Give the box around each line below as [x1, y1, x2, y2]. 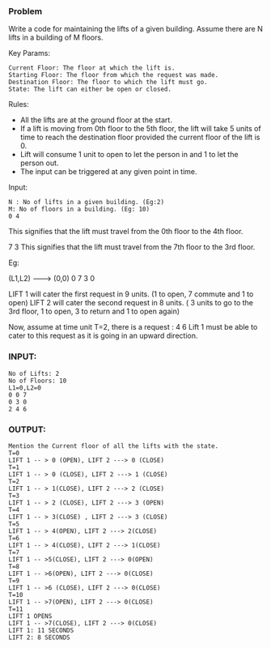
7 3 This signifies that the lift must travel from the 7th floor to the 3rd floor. [8, 242, 256, 252]
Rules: [8, 100, 30, 109]
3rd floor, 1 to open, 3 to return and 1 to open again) [8, 306, 180, 317]
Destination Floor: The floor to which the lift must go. [8, 79, 208, 87]
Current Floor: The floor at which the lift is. [8, 64, 176, 72]
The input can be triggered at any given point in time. [19, 167, 197, 177]
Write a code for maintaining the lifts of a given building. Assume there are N [8, 24, 263, 34]
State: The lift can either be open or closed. [8, 85, 172, 94]
